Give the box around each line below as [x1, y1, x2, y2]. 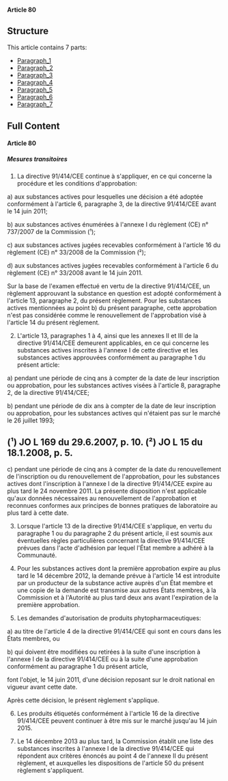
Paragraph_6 [16, 93, 53, 101]
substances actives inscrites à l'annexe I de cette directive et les [16, 346, 199, 355]
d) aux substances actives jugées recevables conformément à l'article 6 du [7, 261, 218, 270]
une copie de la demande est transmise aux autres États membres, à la [16, 586, 216, 595]
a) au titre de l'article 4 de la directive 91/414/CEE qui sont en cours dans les [7, 627, 222, 636]
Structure [7, 25, 49, 37]
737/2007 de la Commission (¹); [7, 228, 96, 236]
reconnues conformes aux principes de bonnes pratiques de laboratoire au [7, 502, 218, 510]
